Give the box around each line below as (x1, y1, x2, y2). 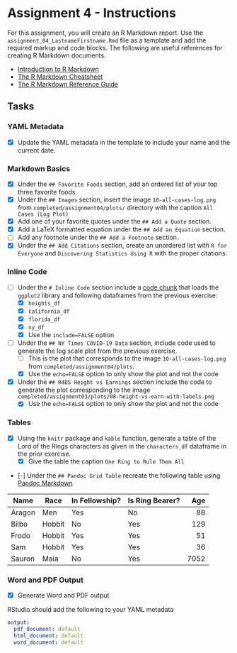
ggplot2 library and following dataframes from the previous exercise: (17, 291, 218, 300)
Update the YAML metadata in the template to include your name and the (17, 138, 231, 146)
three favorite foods (17, 188, 76, 197)
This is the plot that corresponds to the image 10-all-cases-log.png (28, 354, 226, 363)
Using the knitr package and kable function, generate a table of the (17, 434, 216, 442)
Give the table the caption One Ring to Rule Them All (28, 456, 185, 466)
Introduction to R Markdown (17, 65, 99, 73)
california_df (28, 307, 70, 315)
